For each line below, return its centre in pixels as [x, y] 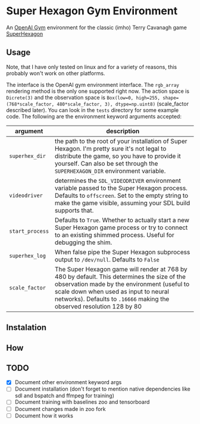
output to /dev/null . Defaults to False [107, 259]
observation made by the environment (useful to [122, 284]
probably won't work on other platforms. [56, 73]
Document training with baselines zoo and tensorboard [82, 402]
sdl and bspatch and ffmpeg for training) [65, 396]
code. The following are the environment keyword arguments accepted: [94, 116]
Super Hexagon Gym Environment [92, 11]
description [123, 131]
